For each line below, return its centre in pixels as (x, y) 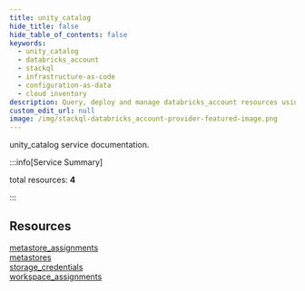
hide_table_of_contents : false (69, 34)
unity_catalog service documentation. (79, 145)
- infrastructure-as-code (67, 77)
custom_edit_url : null (52, 111)
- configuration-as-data (64, 85)
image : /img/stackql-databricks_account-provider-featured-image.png (144, 119)
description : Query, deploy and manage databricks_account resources (144, 102)
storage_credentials (46, 267)
